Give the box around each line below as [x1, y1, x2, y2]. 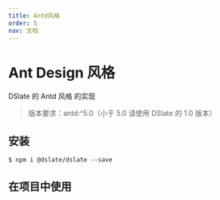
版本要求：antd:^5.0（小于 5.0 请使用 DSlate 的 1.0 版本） [27, 109, 217, 118]
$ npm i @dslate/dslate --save [8, 156, 113, 164]
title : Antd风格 [8, 11, 60, 20]
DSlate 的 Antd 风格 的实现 [8, 91, 96, 101]
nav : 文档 [8, 26, 38, 34]
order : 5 [8, 19, 38, 27]
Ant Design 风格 [8, 63, 116, 82]
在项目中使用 [8, 179, 72, 193]
